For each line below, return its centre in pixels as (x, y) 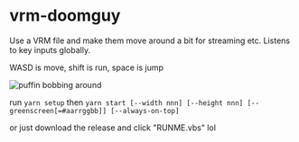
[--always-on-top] (145, 111)
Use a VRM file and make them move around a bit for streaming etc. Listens (150, 40)
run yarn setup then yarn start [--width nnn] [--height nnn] (126, 102)
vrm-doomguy (65, 16)
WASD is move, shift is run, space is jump (87, 67)
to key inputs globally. (50, 49)
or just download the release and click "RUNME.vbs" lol (113, 128)
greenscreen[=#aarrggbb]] (58, 111)
